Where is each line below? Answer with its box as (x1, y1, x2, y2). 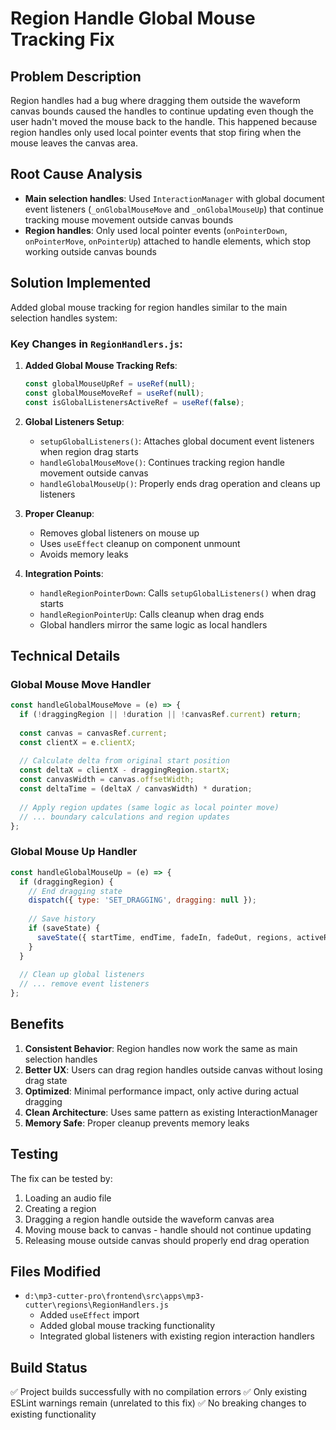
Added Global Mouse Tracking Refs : (24, 359, 178, 371)
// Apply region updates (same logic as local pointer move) (19, 802, 280, 812)
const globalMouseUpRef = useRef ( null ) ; (24, 378, 196, 389)
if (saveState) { (28, 923, 101, 934)
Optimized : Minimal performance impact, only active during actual (24, 1085, 299, 1097)
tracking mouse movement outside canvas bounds (24, 213, 234, 226)
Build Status (10, 1359, 88, 1376)
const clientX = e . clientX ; (19, 737, 137, 747)
